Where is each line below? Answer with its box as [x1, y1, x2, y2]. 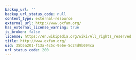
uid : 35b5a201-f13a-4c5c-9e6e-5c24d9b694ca [5, 43, 95, 48]
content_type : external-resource [5, 16, 73, 21]
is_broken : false [5, 30, 40, 34]
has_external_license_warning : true [5, 25, 79, 30]
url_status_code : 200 [5, 47, 49, 52]
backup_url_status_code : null [5, 12, 67, 16]
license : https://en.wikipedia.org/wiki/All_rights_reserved [5, 34, 132, 39]
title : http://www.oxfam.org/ [5, 39, 67, 44]
